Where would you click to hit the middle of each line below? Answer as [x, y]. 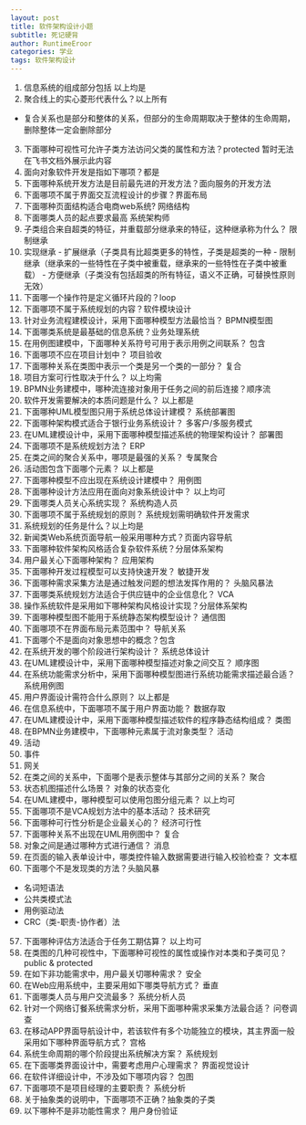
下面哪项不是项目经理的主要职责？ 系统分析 [104, 1088]
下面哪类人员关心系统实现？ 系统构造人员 [101, 503]
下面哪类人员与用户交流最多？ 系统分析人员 [104, 997]
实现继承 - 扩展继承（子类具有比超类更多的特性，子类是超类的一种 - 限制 [159, 252]
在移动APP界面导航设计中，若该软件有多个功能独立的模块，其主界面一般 [159, 1031]
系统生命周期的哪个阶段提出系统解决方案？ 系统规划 [120, 1054]
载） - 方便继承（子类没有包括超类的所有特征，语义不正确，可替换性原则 [159, 274]
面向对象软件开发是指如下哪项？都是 [92, 172]
